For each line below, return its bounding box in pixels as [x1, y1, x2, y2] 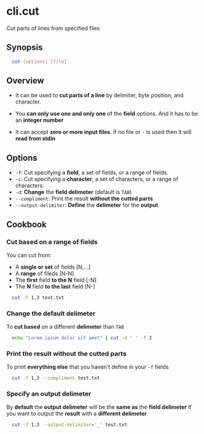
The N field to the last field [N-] [15, 283, 96, 290]
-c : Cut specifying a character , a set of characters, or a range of [15, 176, 179, 183]
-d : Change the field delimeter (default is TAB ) [15, 189, 132, 196]
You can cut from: [6, 251, 51, 258]
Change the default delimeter [6, 309, 96, 318]
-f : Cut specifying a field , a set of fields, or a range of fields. [15, 169, 168, 176]
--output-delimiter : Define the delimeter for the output [15, 201, 158, 209]
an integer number [15, 116, 64, 124]
